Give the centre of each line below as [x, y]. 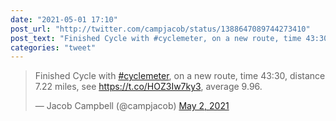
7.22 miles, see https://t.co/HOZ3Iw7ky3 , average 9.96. [148, 87]
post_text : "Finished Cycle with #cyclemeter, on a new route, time [156, 38]
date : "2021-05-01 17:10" [64, 19]
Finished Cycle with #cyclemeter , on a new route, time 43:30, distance [180, 76]
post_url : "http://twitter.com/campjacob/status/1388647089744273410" [160, 29]
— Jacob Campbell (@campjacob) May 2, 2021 [132, 106]
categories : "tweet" [53, 47]
